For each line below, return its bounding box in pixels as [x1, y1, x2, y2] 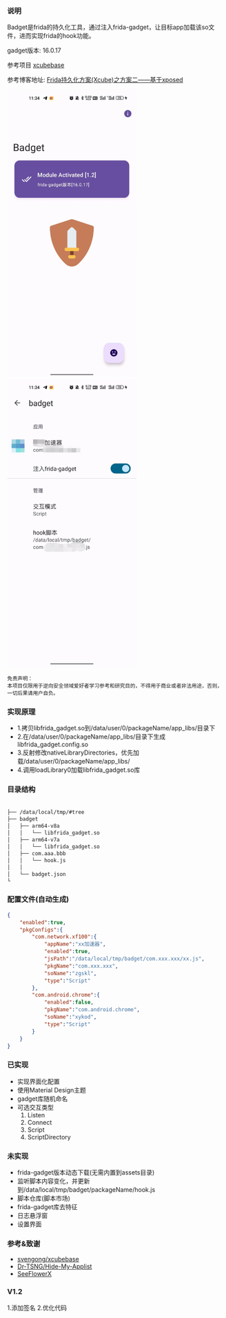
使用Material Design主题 [17, 1086, 86, 1094]
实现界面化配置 [17, 1077, 60, 1086]
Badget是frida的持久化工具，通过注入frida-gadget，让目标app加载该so [7, 23, 209, 32]
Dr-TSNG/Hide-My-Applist [17, 1262, 92, 1270]
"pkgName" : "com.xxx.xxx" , [43, 962, 119, 970]
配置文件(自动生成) [7, 895, 70, 904]
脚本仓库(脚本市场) [17, 1195, 71, 1203]
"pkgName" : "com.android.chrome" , [43, 1006, 140, 1013]
